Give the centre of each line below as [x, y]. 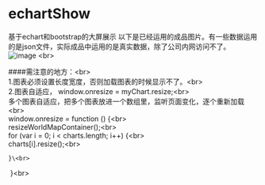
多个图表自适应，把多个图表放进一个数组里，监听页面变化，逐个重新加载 [126, 101]
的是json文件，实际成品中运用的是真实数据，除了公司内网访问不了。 [119, 46]
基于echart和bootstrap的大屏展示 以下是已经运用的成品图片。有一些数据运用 [133, 36]
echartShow [50, 14]
